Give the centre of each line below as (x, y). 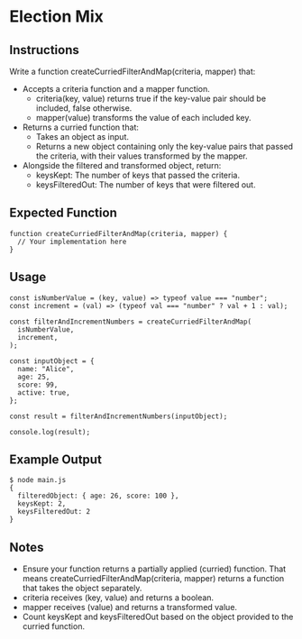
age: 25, (34, 377)
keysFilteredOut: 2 (54, 512)
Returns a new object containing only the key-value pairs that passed (165, 146)
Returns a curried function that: (81, 127)
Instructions (44, 50)
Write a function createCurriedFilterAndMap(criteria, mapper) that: (133, 71)
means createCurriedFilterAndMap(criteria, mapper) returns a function (153, 579)
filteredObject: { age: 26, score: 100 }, (98, 496)
